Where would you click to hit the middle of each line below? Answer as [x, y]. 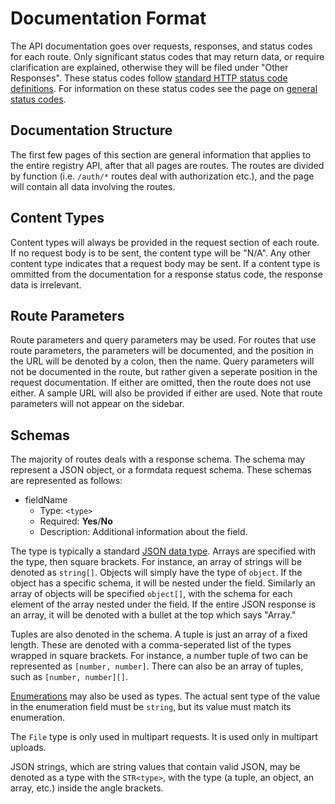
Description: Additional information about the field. [143, 532]
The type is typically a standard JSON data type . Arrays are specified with [163, 551]
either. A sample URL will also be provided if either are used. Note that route [166, 393]
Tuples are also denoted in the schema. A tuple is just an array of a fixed [159, 634]
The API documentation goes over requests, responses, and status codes [161, 46]
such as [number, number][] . [69, 677]
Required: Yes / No [76, 521]
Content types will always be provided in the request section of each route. [165, 242]
